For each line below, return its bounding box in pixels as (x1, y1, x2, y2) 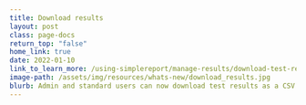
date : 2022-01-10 (9, 56, 76, 65)
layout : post (9, 22, 59, 31)
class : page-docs (9, 30, 76, 39)
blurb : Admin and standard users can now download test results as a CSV (9, 81, 296, 90)
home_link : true (9, 47, 71, 57)
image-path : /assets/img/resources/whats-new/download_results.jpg (9, 73, 271, 82)
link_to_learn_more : (9, 65, 88, 74)
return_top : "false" (9, 38, 88, 48)
